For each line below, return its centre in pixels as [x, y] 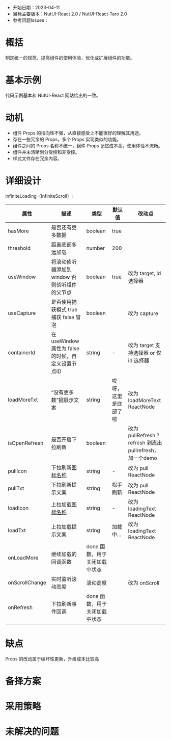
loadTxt [17, 530]
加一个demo [142, 458]
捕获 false [63, 317]
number [96, 248]
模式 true [67, 309]
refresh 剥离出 [145, 442]
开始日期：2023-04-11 [36, 7]
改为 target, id [145, 273]
